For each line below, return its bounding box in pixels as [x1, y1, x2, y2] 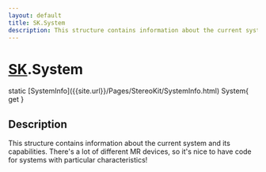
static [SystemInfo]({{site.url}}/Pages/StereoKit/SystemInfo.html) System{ [8, 86, 249, 95]
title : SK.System [8, 19, 66, 27]
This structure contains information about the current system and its [8, 139, 231, 148]
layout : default [8, 11, 62, 20]
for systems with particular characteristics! [8, 155, 148, 165]
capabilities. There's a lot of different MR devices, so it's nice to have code [8, 147, 252, 156]
